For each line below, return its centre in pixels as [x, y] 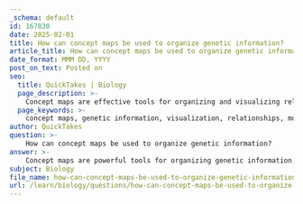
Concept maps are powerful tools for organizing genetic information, [161, 160]
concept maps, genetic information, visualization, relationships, [155, 118]
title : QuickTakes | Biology [72, 85]
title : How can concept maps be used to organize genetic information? [147, 43]
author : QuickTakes [46, 127]
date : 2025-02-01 [42, 34]
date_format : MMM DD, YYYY [60, 60]
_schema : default [42, 18]
